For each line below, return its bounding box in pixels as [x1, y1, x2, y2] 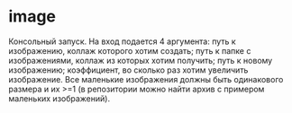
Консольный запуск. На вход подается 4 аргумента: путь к [8, 36, 236, 47]
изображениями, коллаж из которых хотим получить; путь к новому [8, 55, 273, 65]
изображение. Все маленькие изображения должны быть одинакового [8, 74, 284, 84]
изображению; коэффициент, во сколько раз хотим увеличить [8, 65, 249, 75]
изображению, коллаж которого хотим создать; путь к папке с [8, 45, 251, 56]
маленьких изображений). [8, 92, 110, 104]
